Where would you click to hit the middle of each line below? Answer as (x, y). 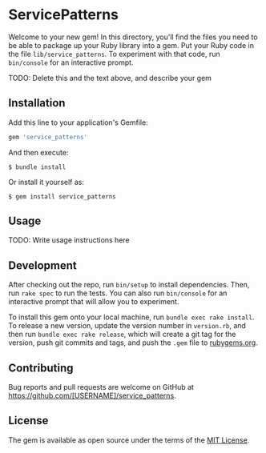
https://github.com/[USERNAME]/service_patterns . (92, 396)
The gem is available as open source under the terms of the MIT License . (129, 440)
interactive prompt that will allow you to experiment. (94, 302)
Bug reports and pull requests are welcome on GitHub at (101, 387)
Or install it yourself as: (46, 182)
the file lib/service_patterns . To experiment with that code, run (114, 54)
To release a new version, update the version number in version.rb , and (127, 326)
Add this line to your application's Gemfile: (78, 122)
